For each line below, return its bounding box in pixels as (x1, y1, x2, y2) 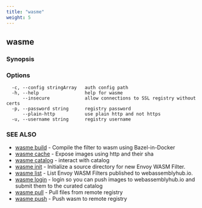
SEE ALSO (6, 130, 37, 139)
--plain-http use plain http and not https (22, 111, 161, 118)
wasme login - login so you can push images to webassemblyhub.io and (15, 176, 195, 183)
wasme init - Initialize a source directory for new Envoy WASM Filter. (15, 163, 186, 171)
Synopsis (6, 55, 34, 63)
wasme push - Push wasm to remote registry (15, 195, 128, 203)
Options (6, 71, 30, 79)
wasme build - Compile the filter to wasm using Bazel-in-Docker (15, 144, 175, 151)
